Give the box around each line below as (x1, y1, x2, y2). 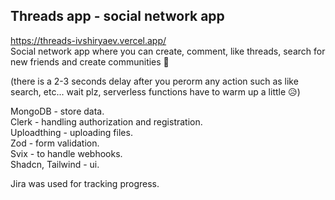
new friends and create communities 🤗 (10, 55, 170, 68)
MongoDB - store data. (10, 105, 105, 117)
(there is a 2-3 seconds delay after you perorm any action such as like (10, 75, 299, 87)
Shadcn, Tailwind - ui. (10, 158, 100, 170)
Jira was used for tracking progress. (10, 177, 160, 189)
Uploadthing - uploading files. (10, 126, 133, 138)
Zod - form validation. (10, 137, 100, 149)
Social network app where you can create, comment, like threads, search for (10, 45, 326, 57)
